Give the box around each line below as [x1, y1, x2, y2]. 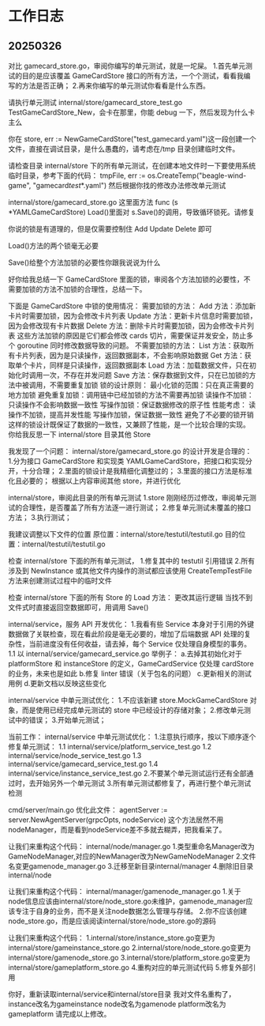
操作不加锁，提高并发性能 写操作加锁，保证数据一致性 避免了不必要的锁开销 [8, 410, 254, 419]
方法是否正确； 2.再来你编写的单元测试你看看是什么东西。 [21, 81, 211, 90]
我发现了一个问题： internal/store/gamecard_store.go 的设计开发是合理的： [8, 447, 252, 455]
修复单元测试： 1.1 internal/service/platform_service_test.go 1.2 [8, 742, 211, 751]
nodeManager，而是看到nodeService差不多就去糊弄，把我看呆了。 [8, 825, 226, 834]
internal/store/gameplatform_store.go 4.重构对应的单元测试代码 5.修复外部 [8, 963, 249, 972]
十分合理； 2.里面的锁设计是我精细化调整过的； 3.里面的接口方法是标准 [21, 466, 252, 475]
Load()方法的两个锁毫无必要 [8, 241, 99, 250]
